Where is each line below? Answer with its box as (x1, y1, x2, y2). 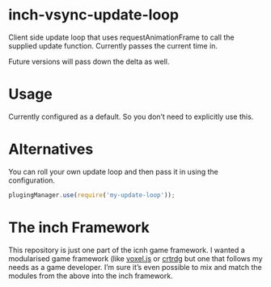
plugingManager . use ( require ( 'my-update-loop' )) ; (8, 191, 176, 199)
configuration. (8, 175, 55, 185)
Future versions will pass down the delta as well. (8, 57, 170, 66)
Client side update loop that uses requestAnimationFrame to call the (8, 32, 235, 42)
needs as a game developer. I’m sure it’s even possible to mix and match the (8, 262, 262, 272)
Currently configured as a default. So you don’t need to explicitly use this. (8, 112, 254, 121)
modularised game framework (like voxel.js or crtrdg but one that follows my (8, 253, 263, 264)
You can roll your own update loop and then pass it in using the (8, 167, 218, 176)
